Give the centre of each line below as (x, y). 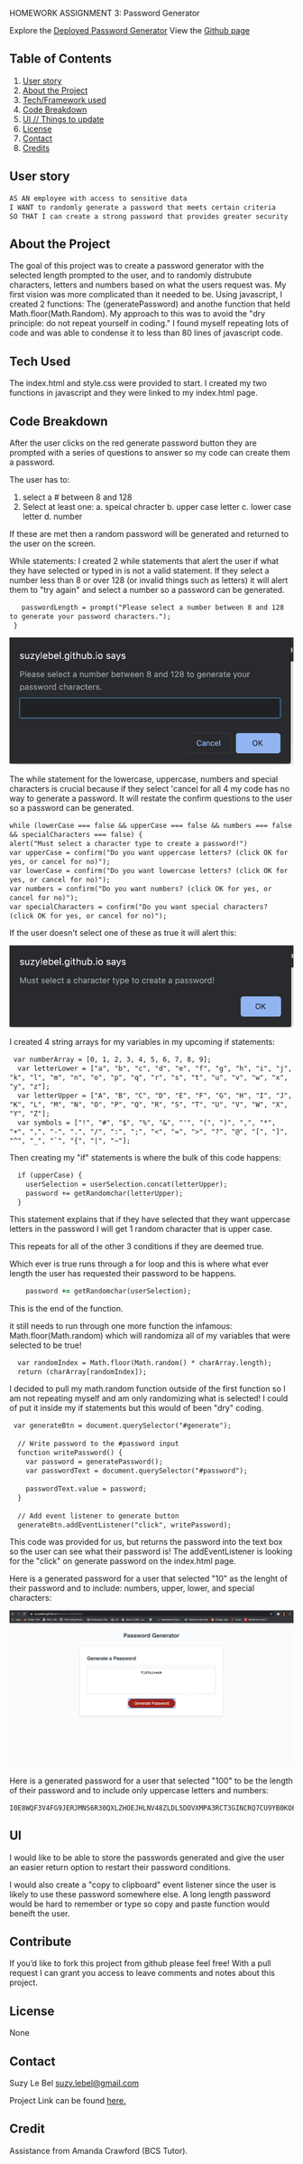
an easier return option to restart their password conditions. (120, 1867)
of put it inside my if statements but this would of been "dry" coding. (137, 1407)
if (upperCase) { (50, 1175)
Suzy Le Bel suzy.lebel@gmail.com (74, 2083)
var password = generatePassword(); (95, 1462)
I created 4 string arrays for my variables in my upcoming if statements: (142, 1041)
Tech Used (40, 361)
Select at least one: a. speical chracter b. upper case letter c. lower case (156, 507)
